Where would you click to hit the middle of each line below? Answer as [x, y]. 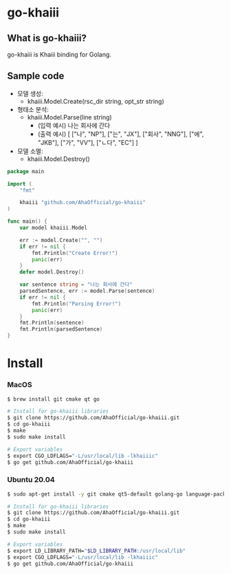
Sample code [36, 76]
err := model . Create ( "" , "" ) [61, 240]
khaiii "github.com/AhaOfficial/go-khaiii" [83, 203]
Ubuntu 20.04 [31, 480]
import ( [20, 184]
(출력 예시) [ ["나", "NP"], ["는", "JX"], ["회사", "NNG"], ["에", [121, 134]
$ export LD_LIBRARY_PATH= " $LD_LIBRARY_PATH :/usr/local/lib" [97, 551]
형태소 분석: [33, 109]
